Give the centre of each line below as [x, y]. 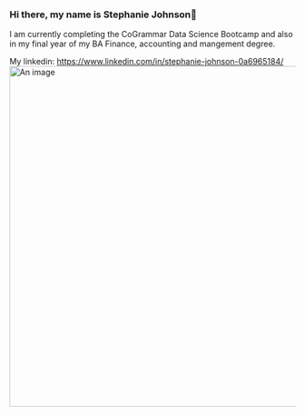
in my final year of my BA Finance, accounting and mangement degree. [143, 44]
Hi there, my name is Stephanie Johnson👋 [103, 15]
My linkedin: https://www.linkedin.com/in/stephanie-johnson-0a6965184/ [147, 62]
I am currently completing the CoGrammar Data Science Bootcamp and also [151, 35]
